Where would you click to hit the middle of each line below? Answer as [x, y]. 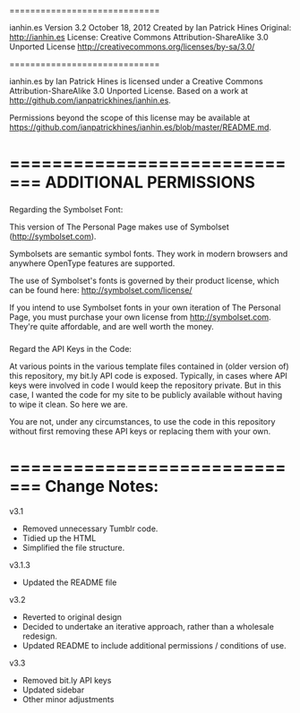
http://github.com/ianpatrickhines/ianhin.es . [90, 100]
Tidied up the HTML [59, 537]
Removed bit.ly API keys [67, 680]
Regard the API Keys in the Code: [71, 349]
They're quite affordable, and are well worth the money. [112, 327]
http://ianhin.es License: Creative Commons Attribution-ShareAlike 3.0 [139, 37]
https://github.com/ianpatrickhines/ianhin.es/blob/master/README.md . [140, 127]
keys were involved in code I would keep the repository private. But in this [146, 385]
